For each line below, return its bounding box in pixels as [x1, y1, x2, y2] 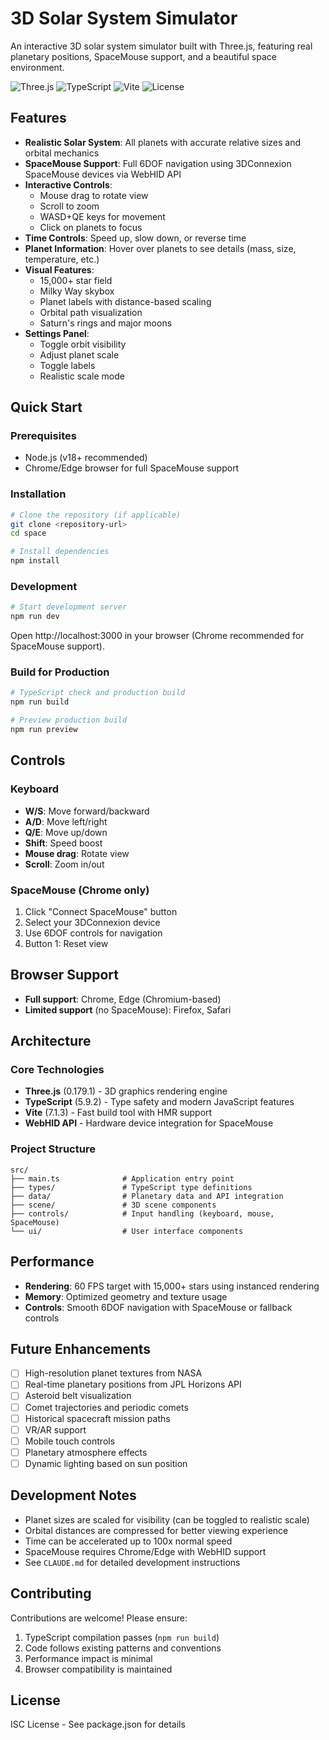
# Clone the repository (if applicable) [10, 510, 182, 520]
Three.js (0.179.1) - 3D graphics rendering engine [24, 1085, 228, 1097]
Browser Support [10, 967, 120, 984]
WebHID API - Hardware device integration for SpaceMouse [24, 1117, 274, 1129]
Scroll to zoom [39, 200, 100, 212]
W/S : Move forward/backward [24, 805, 150, 817]
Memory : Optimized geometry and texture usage [24, 1290, 228, 1302]
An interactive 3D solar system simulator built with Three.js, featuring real [10, 40, 313, 52]
